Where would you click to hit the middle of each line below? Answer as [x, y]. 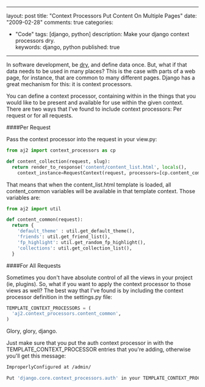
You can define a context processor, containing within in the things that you [101, 96]
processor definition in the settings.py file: [59, 297]
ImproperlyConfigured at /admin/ [49, 367]
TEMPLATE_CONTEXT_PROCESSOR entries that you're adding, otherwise [99, 350]
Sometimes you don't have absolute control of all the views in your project [99, 277]
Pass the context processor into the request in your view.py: [82, 139]
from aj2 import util [34, 208]
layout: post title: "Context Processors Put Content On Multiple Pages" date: [102, 16]
